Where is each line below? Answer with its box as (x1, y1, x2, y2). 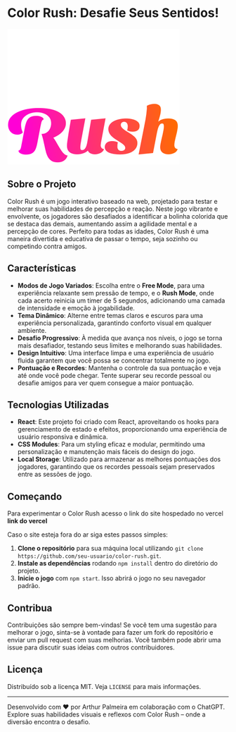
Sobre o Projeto (7, 178, 77, 190)
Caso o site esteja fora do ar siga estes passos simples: (7, 530, 169, 539)
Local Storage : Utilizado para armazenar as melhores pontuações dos (17, 455, 221, 463)
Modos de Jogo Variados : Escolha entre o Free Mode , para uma (17, 281, 205, 290)
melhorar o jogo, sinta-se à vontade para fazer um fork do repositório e (7, 628, 214, 636)
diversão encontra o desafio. (7, 717, 91, 726)
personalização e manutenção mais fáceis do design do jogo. (17, 448, 195, 456)
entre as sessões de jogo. (17, 470, 93, 479)
